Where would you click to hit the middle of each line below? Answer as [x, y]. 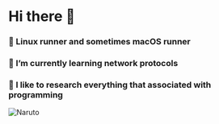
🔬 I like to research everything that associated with [110, 85]
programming [36, 94]
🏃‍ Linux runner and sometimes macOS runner [100, 42]
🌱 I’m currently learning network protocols [93, 64]
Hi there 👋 [42, 17]
